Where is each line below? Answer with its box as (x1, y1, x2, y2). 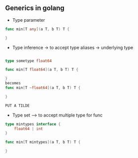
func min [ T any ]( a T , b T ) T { (5, 27, 70, 32)
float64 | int (14, 126, 43, 131)
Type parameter (12, 17, 46, 23)
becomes (5, 81, 21, 86)
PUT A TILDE (5, 103, 30, 108)
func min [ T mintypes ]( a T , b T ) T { (5, 140, 81, 145)
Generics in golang (5, 4, 65, 12)
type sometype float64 (5, 58, 52, 63)
